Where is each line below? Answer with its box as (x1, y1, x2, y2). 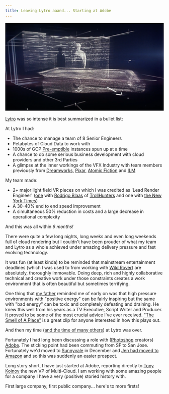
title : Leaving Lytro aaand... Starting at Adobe (5, 8, 112, 13)
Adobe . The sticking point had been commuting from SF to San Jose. (5, 342, 148, 348)
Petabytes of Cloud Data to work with (12, 141, 91, 147)
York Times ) (12, 198, 38, 204)
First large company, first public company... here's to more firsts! (5, 383, 139, 389)
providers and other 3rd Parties (12, 157, 78, 163)
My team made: (5, 177, 38, 184)
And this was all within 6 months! (5, 223, 74, 230)
